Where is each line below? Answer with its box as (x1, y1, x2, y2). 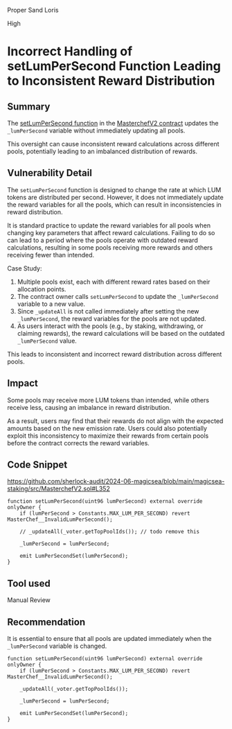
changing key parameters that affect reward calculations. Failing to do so (7, 228, 215, 237)
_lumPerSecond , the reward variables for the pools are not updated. (17, 314, 206, 323)
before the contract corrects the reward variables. (7, 438, 150, 447)
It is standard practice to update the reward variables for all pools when (7, 221, 211, 230)
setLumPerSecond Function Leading (7, 58, 222, 74)
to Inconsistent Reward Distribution (7, 73, 215, 89)
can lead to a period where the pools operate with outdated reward (7, 236, 199, 244)
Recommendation (7, 616, 85, 628)
